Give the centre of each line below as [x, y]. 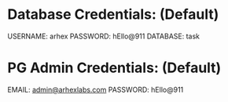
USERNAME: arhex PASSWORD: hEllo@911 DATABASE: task [104, 36]
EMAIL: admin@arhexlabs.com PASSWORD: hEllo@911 [96, 89]
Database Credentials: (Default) [113, 15]
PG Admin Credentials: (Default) [114, 68]
